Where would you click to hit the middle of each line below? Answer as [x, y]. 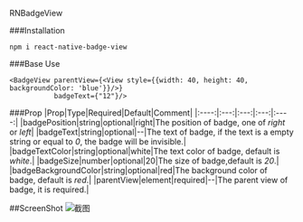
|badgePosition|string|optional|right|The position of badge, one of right [153, 122]
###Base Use [35, 64]
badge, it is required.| [49, 190]
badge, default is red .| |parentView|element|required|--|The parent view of [149, 180]
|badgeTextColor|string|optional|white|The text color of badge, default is [145, 151]
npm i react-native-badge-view [68, 47]
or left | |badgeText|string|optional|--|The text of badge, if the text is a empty [151, 132]
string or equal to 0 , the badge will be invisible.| [98, 142]
